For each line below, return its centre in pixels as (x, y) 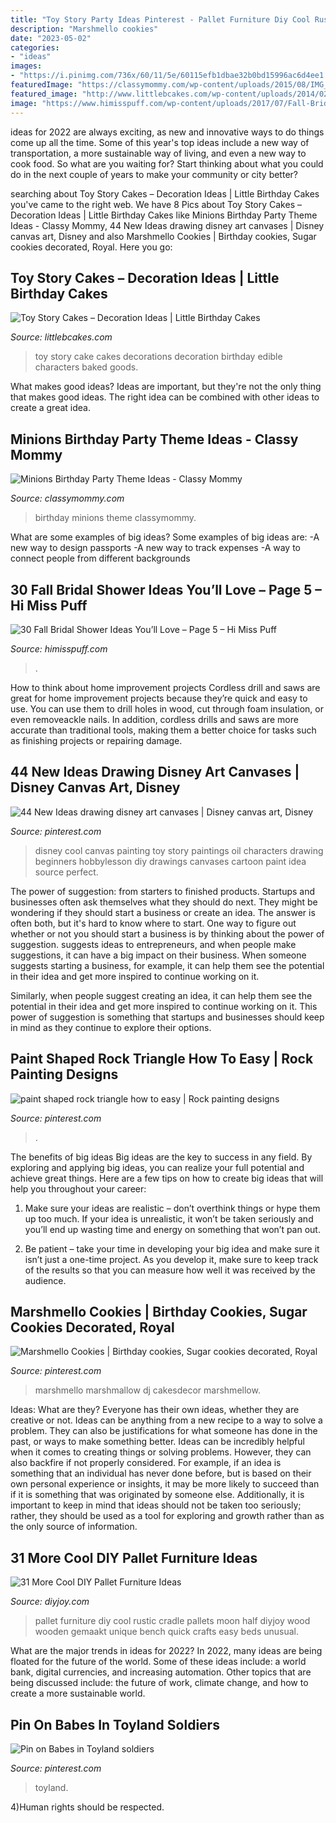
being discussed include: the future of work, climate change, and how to (159, 1683)
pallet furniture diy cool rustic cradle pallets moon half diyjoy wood (172, 1621)
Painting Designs (64, 1074)
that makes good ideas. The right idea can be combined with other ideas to (165, 397)
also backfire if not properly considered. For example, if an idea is (146, 1463)
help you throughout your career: (78, 1188)
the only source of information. (74, 1527)
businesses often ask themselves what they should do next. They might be (164, 902)
